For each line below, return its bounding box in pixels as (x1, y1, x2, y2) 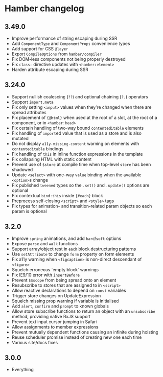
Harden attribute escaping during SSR (11, 67, 89, 72)
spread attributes (11, 109, 47, 115)
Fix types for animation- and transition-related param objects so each (11, 203, 152, 209)
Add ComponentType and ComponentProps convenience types (11, 41, 130, 47)
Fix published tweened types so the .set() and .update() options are (11, 182, 150, 188)
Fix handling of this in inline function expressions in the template (11, 151, 143, 157)
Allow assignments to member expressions (11, 324, 99, 330)
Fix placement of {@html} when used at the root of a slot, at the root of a (11, 115, 158, 120)
